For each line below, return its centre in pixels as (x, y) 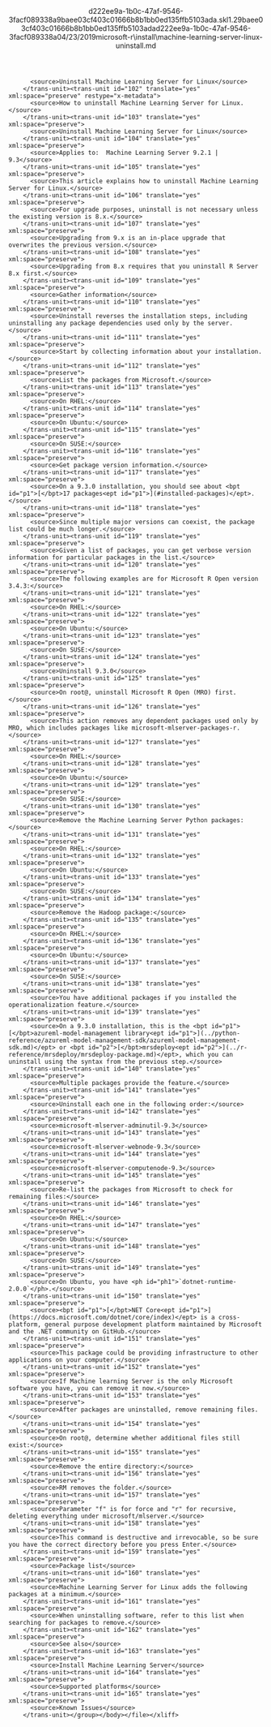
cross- (229, 1317)
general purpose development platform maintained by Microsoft (153, 1324)
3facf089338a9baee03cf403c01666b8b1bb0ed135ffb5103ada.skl (119, 19)
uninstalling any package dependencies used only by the (106, 323)
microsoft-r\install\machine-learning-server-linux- (179, 37)
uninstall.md (136, 45)
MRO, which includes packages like (68, 728)
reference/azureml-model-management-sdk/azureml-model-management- (125, 1040)
